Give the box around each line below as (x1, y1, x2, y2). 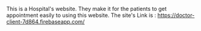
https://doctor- (157, 12, 195, 19)
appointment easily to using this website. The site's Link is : (6, 12, 156, 19)
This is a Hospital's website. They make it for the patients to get (6, 5, 167, 12)
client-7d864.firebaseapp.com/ (6, 18, 85, 25)
